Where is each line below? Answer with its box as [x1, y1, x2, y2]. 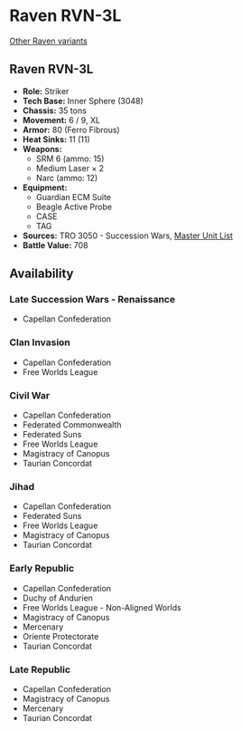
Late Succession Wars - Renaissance [9, 293, 176, 306]
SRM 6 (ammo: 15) [35, 153, 105, 164]
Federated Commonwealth [22, 419, 122, 430]
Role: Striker [22, 85, 70, 96]
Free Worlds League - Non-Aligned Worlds [22, 601, 182, 612]
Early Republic [9, 563, 75, 575]
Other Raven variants [9, 35, 88, 46]
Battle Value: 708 [22, 239, 88, 250]
